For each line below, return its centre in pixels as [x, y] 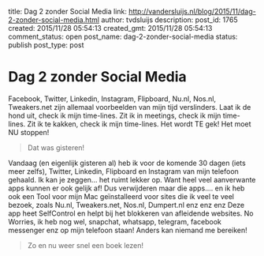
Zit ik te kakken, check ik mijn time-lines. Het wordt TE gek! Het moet [139, 124]
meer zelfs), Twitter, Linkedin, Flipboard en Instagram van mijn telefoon [123, 171]
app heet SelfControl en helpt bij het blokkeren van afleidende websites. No [131, 213]
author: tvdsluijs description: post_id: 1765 [169, 20]
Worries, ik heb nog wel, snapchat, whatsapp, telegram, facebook [115, 221]
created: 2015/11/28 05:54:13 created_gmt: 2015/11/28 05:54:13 [110, 28]
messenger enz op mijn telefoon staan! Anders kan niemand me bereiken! [128, 230]
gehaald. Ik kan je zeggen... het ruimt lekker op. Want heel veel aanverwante [132, 179]
